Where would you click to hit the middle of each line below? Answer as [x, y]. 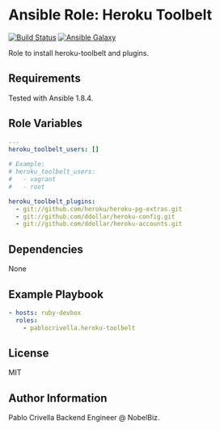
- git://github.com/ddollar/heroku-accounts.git [99, 224]
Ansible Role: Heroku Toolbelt [110, 15]
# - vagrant [32, 180]
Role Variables [45, 123]
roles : [27, 320]
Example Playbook [56, 294]
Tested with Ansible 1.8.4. [51, 98]
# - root [27, 187]
